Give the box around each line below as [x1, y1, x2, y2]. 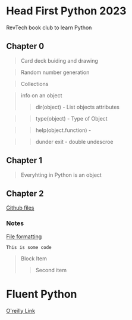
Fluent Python [6, 287, 77, 301]
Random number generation [20, 69, 90, 76]
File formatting [6, 233, 42, 240]
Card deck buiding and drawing [20, 57, 98, 64]
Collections [20, 80, 49, 87]
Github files [6, 204, 34, 211]
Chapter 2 [6, 188, 44, 198]
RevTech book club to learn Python [6, 24, 92, 31]
